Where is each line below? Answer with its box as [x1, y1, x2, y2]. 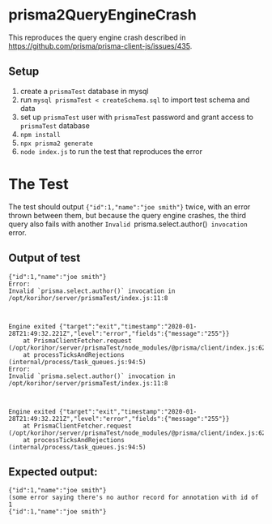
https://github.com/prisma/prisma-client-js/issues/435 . [8, 41, 193, 50]
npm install [19, 131, 61, 139]
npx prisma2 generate [19, 140, 93, 148]
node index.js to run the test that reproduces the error [19, 146, 202, 156]
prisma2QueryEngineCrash [8, 6, 197, 24]
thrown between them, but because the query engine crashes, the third [8, 210, 247, 220]
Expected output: [8, 465, 98, 479]
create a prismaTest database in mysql [19, 86, 149, 96]
